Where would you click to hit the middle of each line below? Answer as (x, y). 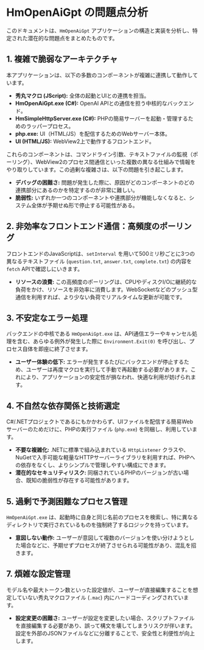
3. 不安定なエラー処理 (47, 318)
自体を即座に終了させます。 (57, 349)
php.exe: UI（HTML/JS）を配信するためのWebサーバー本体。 (93, 133)
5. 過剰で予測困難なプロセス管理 (67, 501)
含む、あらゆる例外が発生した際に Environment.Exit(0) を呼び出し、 (103, 341)
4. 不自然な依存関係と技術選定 (63, 406)
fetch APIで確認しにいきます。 (45, 269)
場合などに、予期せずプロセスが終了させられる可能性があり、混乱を (106, 545)
